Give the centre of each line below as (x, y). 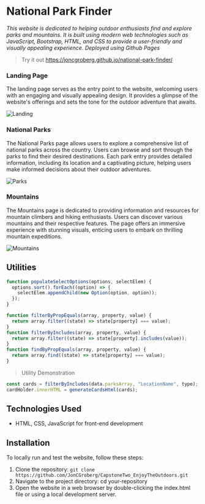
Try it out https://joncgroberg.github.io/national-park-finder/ (97, 59)
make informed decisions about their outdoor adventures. (79, 169)
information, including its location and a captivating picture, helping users (99, 162)
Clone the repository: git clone (55, 470)
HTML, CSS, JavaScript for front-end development (79, 424)
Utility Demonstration (48, 373)
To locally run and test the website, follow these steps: (75, 457)
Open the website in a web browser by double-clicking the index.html (103, 488)
